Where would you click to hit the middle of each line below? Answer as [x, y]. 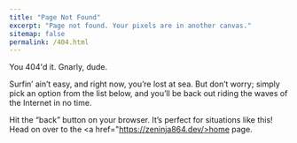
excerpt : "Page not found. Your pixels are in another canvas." [130, 26]
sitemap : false [37, 34]
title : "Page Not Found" [55, 17]
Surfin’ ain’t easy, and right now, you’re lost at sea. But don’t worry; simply [145, 84]
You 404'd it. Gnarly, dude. [59, 67]
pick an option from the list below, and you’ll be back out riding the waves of [148, 94]
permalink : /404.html [49, 42]
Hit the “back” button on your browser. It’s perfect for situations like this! [141, 120]
